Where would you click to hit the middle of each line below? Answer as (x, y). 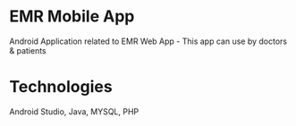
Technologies (61, 87)
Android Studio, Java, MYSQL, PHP (74, 111)
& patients (28, 50)
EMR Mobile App (72, 17)
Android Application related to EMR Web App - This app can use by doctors (148, 41)
